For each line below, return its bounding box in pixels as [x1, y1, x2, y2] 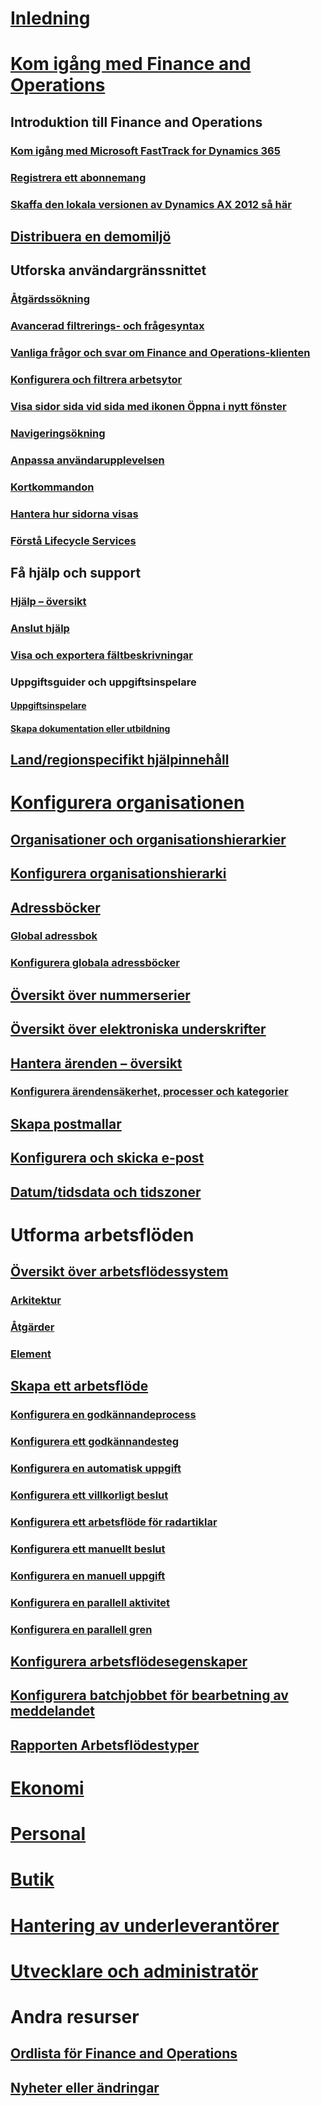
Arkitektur [10, 1293, 62, 1307]
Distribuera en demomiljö [10, 228, 172, 245]
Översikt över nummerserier [10, 987, 191, 1004]
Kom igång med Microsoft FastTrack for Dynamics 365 [10, 143, 281, 157]
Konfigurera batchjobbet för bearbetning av [10, 1687, 289, 1704]
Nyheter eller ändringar [10, 2079, 160, 2096]
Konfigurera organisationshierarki [10, 865, 227, 882]
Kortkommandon [10, 480, 95, 494]
